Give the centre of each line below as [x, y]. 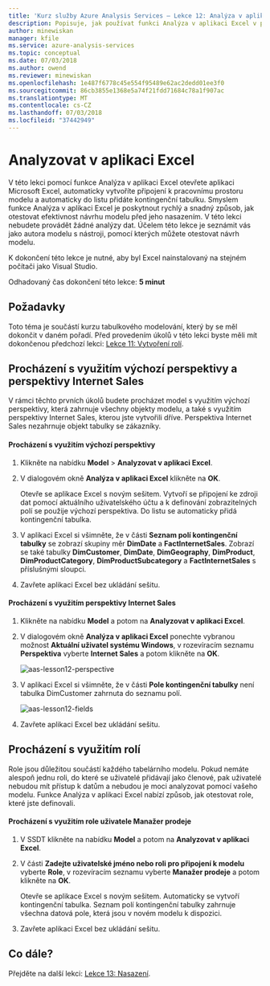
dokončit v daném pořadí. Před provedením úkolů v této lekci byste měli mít [133, 335]
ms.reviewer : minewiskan [50, 76]
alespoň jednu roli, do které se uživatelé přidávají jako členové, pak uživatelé [135, 777]
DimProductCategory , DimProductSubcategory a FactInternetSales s [138, 560]
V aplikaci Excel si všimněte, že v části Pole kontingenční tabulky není [137, 685]
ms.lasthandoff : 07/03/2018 [55, 113]
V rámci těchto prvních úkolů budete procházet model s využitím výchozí [129, 401]
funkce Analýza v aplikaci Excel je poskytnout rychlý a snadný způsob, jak [131, 208]
